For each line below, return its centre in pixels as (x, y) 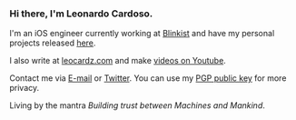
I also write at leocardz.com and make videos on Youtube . (118, 61)
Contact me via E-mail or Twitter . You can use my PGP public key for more (148, 78)
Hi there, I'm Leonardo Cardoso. (81, 14)
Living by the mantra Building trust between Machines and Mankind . (138, 105)
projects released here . (53, 43)
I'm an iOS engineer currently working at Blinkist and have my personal (142, 34)
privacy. (25, 88)
